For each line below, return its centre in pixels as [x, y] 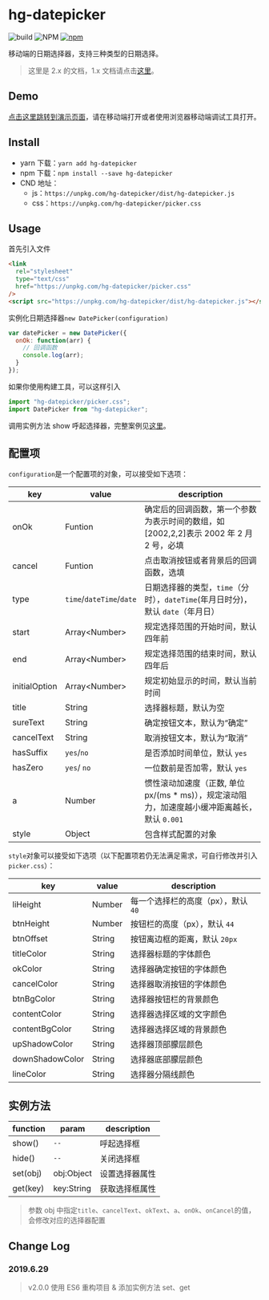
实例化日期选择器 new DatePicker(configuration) [88, 318]
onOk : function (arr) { [53, 340]
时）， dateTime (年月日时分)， [198, 599]
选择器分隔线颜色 [163, 1075]
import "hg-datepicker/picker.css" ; [69, 402]
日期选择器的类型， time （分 [197, 587]
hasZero [28, 768]
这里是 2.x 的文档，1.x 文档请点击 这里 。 [93, 71]
